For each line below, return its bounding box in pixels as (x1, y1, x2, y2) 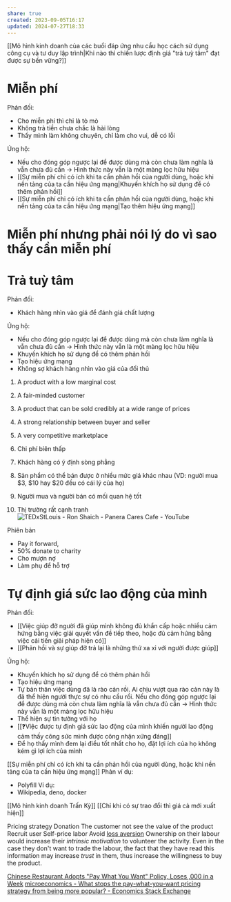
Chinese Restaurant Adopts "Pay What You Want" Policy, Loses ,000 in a (7, 872, 214, 881)
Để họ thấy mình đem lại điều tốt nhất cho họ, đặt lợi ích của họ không (17, 739, 217, 748)
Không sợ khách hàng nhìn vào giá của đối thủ (17, 365, 150, 373)
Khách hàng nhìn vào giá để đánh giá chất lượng (17, 308, 155, 317)
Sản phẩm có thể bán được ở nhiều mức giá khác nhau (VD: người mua (17, 472, 219, 480)
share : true (7, 10, 41, 17)
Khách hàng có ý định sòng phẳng (17, 458, 115, 466)
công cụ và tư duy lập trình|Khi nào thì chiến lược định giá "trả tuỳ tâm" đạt (7, 49, 220, 57)
